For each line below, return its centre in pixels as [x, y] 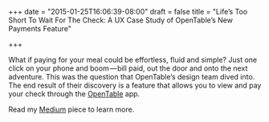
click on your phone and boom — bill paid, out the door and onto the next [128, 68]
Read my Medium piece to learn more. [71, 109]
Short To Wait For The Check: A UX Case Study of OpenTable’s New [120, 20]
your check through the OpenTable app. [74, 94]
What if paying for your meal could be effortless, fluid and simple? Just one [133, 60]
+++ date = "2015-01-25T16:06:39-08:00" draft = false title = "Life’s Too [128, 12]
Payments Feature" [40, 28]
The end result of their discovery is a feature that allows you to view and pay [135, 85]
